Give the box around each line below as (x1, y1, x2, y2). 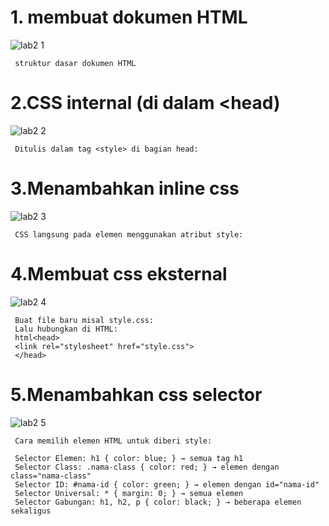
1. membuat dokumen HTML (10, 6, 248, 29)
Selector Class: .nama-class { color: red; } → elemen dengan (14, 462, 280, 472)
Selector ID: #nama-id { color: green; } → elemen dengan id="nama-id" (14, 479, 320, 490)
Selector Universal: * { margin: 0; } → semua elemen (14, 488, 244, 498)
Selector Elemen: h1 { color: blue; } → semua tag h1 (14, 453, 244, 463)
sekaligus (10, 506, 52, 516)
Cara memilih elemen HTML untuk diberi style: (14, 436, 213, 446)
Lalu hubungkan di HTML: (14, 324, 118, 334)
